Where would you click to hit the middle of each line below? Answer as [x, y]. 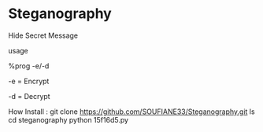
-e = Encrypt [29, 81]
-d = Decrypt [29, 96]
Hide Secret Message [43, 35]
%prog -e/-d [29, 66]
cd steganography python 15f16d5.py [68, 119]
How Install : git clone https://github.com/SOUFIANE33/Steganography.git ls [131, 112]
